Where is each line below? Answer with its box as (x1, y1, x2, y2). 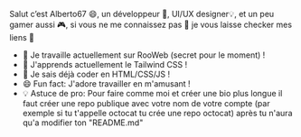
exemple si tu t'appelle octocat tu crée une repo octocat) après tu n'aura (22, 108, 293, 118)
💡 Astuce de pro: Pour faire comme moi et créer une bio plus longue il (22, 88, 283, 98)
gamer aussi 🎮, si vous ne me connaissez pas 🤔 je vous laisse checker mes (9, 19, 292, 30)
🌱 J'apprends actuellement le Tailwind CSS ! (22, 59, 188, 69)
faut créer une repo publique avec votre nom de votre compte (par (22, 98, 270, 108)
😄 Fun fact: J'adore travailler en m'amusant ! (22, 78, 192, 89)
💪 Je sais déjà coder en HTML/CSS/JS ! (22, 68, 170, 79)
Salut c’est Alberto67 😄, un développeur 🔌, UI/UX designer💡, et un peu (9, 9, 275, 19)
